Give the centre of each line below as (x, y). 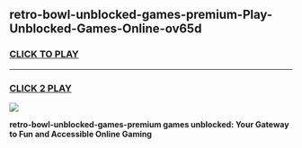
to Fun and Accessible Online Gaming (81, 134)
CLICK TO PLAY (44, 55)
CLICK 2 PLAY (40, 88)
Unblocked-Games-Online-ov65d (106, 29)
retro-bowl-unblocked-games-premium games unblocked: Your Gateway (149, 124)
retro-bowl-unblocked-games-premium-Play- (141, 15)
